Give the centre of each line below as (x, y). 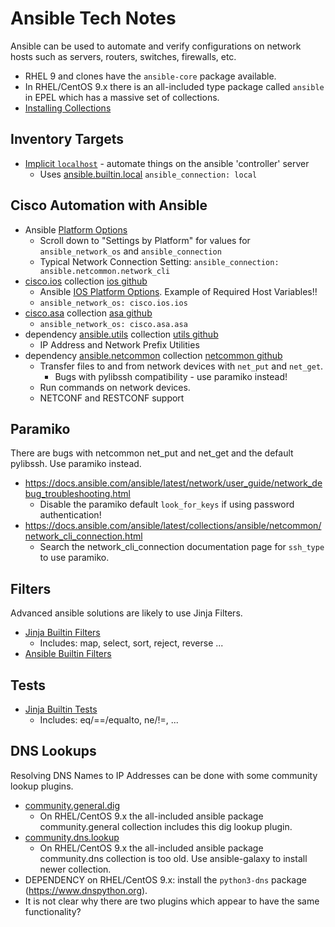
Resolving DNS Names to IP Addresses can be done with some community (164, 775)
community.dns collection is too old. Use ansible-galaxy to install (173, 858)
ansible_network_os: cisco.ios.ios (113, 303)
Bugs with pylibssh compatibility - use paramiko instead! (171, 376)
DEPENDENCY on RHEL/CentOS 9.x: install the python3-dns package (165, 879)
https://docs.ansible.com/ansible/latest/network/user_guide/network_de (173, 483)
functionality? (53, 911)
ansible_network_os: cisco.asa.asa (113, 324)
